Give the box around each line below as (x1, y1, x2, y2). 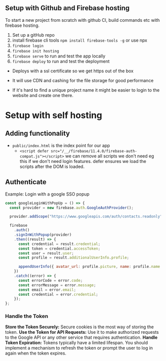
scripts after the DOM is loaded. (19, 163, 85, 169)
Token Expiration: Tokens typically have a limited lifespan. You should (5, 340, 148, 346)
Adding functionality (5, 129, 70, 138)
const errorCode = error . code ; (18, 278, 83, 283)
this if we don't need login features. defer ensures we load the (19, 158, 147, 164)
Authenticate (5, 178, 47, 186)
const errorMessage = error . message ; (18, 282, 96, 288)
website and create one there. (12, 92, 74, 98)
